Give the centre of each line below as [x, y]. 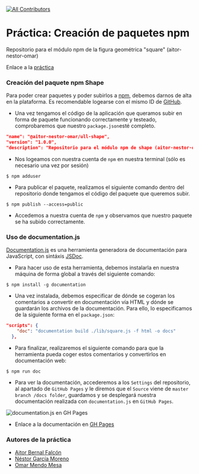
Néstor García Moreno [42, 459]
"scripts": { [22, 326]
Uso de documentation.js [43, 237]
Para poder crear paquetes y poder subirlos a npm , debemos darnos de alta [99, 95]
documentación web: [41, 360]
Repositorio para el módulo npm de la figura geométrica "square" [86, 49]
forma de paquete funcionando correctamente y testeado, [86, 120]
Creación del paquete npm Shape [55, 82]
